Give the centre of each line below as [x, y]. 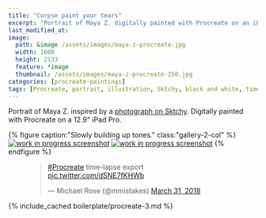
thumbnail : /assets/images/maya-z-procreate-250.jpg [104, 74]
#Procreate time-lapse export [95, 167]
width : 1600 [35, 52]
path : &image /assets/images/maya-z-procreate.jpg [101, 45]
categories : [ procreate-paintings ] [67, 81]
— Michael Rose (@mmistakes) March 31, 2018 [124, 191]
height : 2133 [37, 60]
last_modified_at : [38, 30]
